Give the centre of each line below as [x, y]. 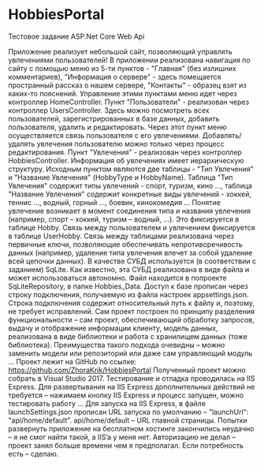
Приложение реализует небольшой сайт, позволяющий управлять [120, 51]
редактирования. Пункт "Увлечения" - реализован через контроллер [125, 152]
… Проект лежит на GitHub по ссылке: [72, 361]
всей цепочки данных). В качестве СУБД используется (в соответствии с [132, 261]
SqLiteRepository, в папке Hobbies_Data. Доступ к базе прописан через [128, 286]
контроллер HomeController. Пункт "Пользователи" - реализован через [129, 102]
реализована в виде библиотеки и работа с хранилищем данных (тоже [128, 336]
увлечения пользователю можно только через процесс [130, 144]
